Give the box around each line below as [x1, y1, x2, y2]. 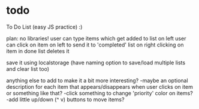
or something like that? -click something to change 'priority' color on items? [6, 89, 193, 96]
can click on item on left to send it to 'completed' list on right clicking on [6, 41, 184, 48]
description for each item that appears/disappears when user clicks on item [6, 83, 194, 90]
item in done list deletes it [6, 47, 70, 54]
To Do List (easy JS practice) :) [6, 23, 83, 30]
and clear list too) [6, 65, 50, 72]
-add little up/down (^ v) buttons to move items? [6, 96, 125, 103]
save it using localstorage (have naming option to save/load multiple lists [6, 59, 186, 66]
